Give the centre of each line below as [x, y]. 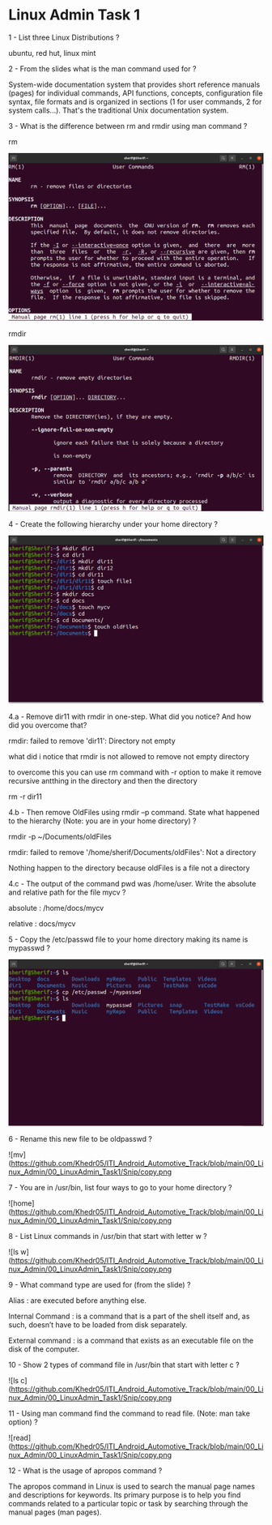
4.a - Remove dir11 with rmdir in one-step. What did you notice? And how [130, 717]
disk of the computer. [44, 1349]
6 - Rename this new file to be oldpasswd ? [80, 1139]
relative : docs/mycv [42, 924]
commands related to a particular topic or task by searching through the [128, 1504]
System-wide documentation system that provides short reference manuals [134, 84]
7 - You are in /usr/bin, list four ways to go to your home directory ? [120, 1188]
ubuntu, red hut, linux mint [52, 53]
